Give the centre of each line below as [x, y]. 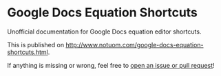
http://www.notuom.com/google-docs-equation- [135, 45]
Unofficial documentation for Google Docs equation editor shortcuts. [104, 31]
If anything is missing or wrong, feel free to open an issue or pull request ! [111, 65]
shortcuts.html [28, 52]
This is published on [35, 45]
